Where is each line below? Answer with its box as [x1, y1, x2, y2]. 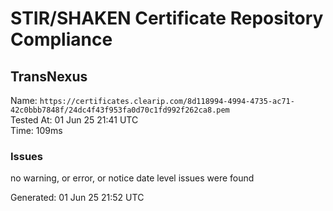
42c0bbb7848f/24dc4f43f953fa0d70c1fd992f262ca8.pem [10, 105, 230, 115]
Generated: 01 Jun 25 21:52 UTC [10, 192, 145, 204]
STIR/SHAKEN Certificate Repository [10, 7, 324, 30]
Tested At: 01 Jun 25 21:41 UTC [10, 114, 139, 126]
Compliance [10, 28, 113, 51]
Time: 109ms [10, 125, 63, 136]
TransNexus [10, 68, 88, 85]
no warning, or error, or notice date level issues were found [10, 172, 255, 184]
